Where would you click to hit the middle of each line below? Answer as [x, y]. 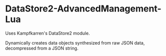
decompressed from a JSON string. [42, 48]
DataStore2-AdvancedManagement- [83, 9]
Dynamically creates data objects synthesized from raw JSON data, [75, 42]
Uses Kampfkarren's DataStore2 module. [48, 33]
